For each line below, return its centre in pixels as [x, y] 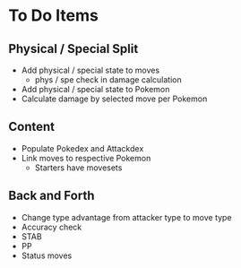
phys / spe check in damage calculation [108, 80]
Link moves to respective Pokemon [86, 158]
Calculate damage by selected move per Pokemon [114, 99]
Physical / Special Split [73, 49]
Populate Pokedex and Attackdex [82, 148]
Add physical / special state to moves [90, 70]
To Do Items [54, 16]
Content [32, 127]
